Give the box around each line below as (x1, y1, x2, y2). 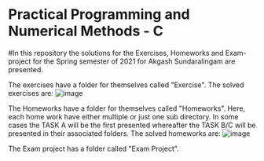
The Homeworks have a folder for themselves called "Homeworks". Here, (8, 104, 246, 113)
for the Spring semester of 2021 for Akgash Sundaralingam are (32, 57, 236, 66)
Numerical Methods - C (8, 22, 163, 40)
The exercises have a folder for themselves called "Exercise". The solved (8, 80, 244, 90)
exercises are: (8, 88, 53, 97)
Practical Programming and (8, 5, 190, 24)
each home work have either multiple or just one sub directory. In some (8, 112, 239, 121)
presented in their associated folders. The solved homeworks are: (8, 128, 222, 138)
